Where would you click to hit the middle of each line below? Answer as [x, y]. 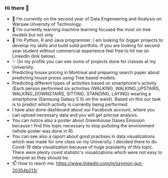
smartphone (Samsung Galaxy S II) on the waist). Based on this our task [87, 99]
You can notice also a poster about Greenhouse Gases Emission [78, 120]
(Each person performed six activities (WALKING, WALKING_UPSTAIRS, [86, 88]
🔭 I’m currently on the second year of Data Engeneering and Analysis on [87, 19]
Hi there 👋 [17, 8]
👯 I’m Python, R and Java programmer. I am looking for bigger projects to [88, 40]
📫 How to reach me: [33, 163]
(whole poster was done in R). [43, 131]
